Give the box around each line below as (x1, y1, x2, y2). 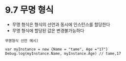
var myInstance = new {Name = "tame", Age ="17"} (5, 47, 108, 52)
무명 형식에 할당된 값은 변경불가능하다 (12, 27, 84, 33)
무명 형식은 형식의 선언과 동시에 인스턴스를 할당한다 (12, 21, 110, 27)
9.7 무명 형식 (5, 4, 54, 16)
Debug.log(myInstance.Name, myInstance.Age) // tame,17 (5, 51, 121, 56)
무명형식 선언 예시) (5, 38, 39, 43)
